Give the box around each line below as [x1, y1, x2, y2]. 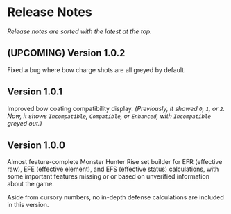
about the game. [7, 180, 54, 188]
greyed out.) [7, 119, 42, 127]
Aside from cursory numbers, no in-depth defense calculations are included [7, 193, 224, 201]
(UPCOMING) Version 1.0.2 [7, 47, 126, 59]
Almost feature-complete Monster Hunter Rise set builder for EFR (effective [7, 158, 223, 166]
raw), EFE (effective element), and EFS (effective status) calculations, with [7, 165, 219, 174]
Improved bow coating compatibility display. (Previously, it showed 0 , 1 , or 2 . [7, 104, 225, 113]
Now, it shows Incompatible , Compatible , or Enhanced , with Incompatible [7, 112, 212, 120]
